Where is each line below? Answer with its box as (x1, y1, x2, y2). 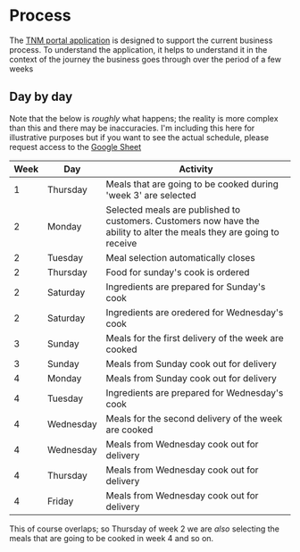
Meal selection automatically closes (105, 251, 256, 263)
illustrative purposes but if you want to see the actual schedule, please (9, 131, 270, 143)
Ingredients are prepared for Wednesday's (105, 386, 284, 398)
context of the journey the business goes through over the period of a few (9, 54, 281, 64)
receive (105, 237, 137, 249)
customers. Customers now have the (105, 214, 261, 227)
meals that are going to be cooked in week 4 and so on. (9, 532, 214, 543)
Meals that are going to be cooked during (105, 178, 279, 190)
